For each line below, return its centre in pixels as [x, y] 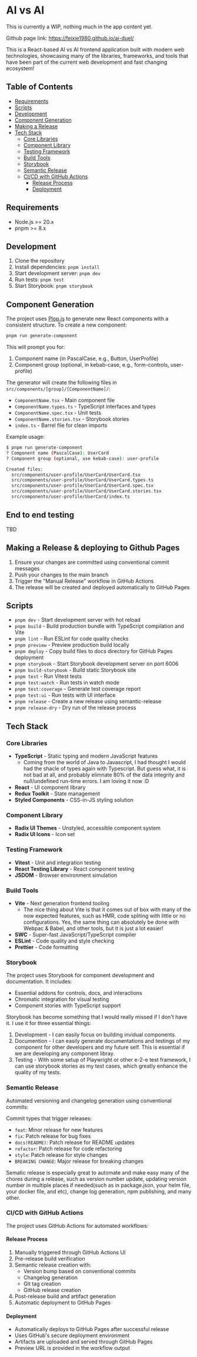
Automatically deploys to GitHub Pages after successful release [92, 1329]
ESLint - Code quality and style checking [64, 941]
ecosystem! [20, 68]
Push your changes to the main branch [61, 575]
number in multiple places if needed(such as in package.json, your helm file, [98, 1185]
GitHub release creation [52, 1290]
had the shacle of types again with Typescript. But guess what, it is [105, 769]
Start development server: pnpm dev [58, 273]
